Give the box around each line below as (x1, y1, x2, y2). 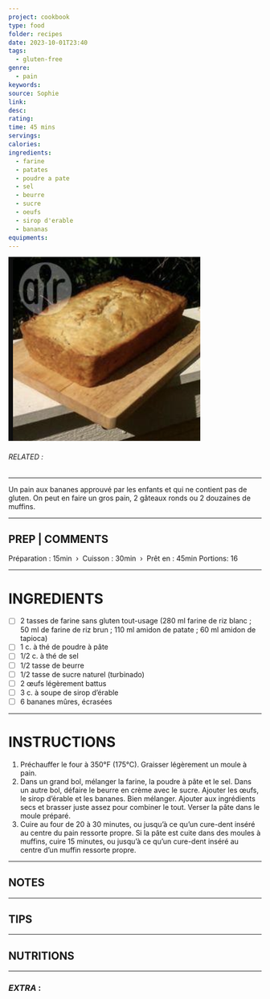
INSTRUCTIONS (8, 733, 117, 751)
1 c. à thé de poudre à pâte (19, 642, 108, 652)
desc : (8, 106, 27, 114)
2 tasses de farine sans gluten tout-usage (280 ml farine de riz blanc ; (19, 616, 252, 626)
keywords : (8, 80, 42, 88)
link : (8, 97, 27, 106)
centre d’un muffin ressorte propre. (19, 845, 137, 854)
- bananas (15, 225, 48, 233)
